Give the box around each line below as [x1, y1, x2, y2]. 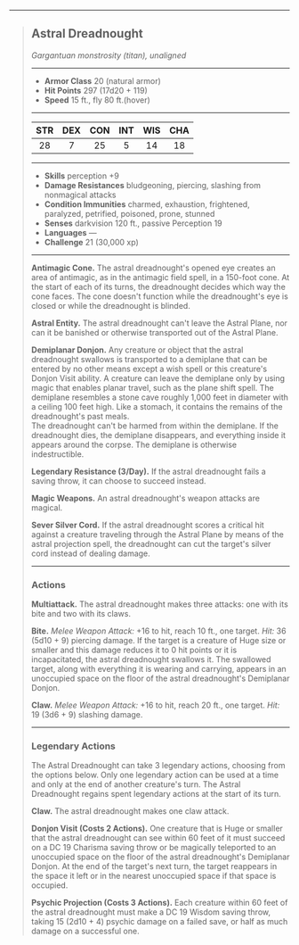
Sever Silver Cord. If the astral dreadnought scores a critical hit [30, 519, 264, 530]
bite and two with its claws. [30, 609, 132, 619]
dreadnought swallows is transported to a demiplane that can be [30, 353, 268, 364]
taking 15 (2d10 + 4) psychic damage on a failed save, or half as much [30, 916, 288, 927]
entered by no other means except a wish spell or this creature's [30, 363, 268, 374]
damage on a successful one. [30, 925, 140, 937]
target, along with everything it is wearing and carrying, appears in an [30, 664, 287, 675]
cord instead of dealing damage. [30, 548, 151, 559]
